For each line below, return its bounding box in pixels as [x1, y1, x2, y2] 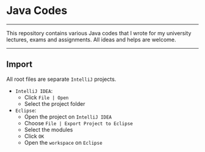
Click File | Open [24, 94, 69, 101]
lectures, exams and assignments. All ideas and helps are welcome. [6, 36, 176, 43]
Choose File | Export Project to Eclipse [24, 119, 133, 126]
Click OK [24, 132, 45, 140]
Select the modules [24, 126, 73, 133]
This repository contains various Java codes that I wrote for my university [6, 29, 192, 36]
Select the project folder [24, 100, 85, 107]
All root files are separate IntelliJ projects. [6, 75, 117, 83]
